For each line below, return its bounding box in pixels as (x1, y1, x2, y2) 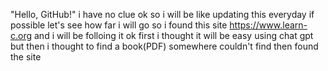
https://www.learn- (229, 19, 308, 31)
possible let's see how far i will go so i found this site (10, 19, 228, 31)
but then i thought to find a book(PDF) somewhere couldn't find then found (10, 40, 319, 52)
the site (10, 51, 42, 63)
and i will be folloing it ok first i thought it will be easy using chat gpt (34, 30, 314, 41)
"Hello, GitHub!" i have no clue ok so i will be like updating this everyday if (10, 9, 315, 20)
